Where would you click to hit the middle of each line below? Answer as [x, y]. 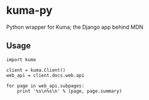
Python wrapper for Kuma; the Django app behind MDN [75, 27]
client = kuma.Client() [36, 70]
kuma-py [29, 10]
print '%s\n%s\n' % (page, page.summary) [69, 91]
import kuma [21, 60]
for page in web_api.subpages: [45, 86]
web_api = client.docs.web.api [45, 75]
